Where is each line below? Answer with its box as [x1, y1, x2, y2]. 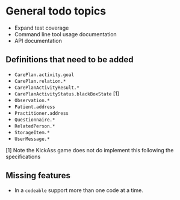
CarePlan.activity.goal [14, 71, 75, 78]
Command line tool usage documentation [14, 30, 117, 37]
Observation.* [14, 97, 50, 103]
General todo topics [5, 4, 107, 18]
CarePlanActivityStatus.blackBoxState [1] [14, 89, 120, 97]
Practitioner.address [14, 110, 69, 116]
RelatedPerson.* [14, 123, 55, 129]
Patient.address [14, 104, 55, 110]
